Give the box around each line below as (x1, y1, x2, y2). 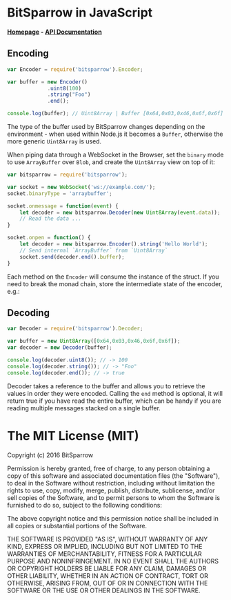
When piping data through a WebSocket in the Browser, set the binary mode (7, 150, 224, 159)
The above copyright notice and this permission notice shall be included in (7, 514, 219, 522)
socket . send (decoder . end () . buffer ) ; (19, 253, 125, 260)
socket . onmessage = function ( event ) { (7, 202, 119, 210)
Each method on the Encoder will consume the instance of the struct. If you (7, 272, 219, 281)
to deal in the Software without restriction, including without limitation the (7, 479, 215, 487)
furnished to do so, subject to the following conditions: (7, 501, 162, 509)
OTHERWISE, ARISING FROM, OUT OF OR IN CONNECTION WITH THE (7, 579, 208, 587)
